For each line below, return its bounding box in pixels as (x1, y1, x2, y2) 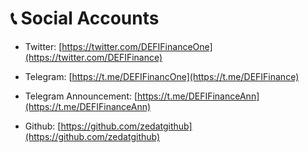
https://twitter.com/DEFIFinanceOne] (61, 40, 213, 52)
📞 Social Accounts (10, 7, 160, 30)
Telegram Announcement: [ (24, 90, 138, 102)
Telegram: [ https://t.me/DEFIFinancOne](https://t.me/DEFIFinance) (24, 70, 300, 82)
